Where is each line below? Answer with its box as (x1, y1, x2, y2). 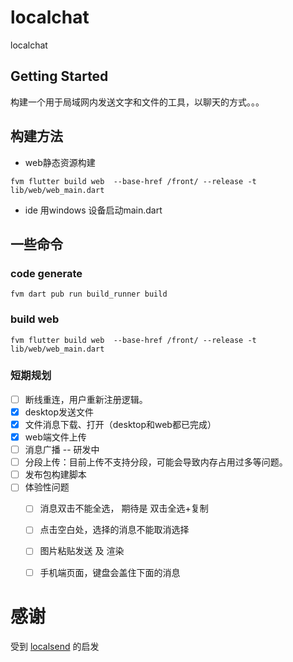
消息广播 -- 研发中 (24, 444, 100, 456)
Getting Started (10, 68, 109, 85)
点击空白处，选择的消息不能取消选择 (39, 524, 190, 536)
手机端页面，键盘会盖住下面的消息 (39, 566, 181, 578)
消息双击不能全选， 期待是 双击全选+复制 (39, 502, 209, 515)
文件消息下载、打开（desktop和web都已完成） (24, 418, 217, 430)
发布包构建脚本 (24, 469, 87, 481)
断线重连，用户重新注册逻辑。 (24, 393, 148, 405)
